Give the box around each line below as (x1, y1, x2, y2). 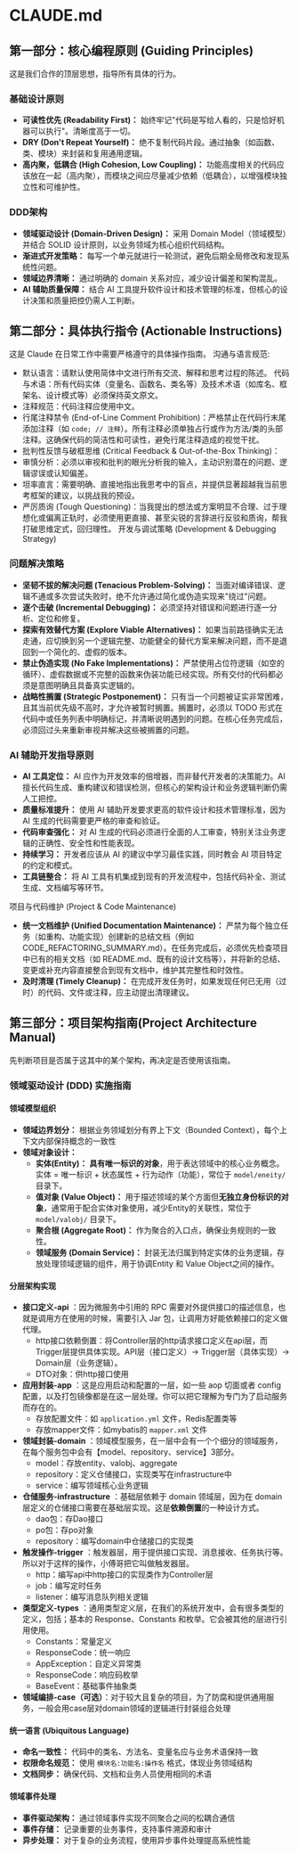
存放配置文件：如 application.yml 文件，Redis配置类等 (35, 1414, 238, 1424)
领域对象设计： (21, 1146, 77, 1157)
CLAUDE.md (9, 5, 103, 26)
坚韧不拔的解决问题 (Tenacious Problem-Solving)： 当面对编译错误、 (21, 579, 278, 590)
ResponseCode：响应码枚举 (35, 1669, 140, 1680)
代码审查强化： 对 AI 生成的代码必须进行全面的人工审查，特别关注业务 (21, 826, 278, 837)
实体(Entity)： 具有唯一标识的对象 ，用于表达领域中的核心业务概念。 (35, 1158, 285, 1169)
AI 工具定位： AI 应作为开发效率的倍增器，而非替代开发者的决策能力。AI (21, 771, 286, 781)
